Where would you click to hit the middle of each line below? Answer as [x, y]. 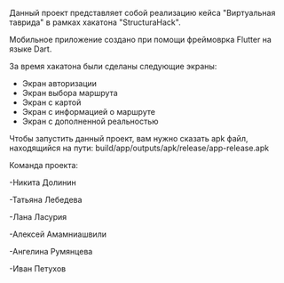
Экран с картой [51, 102]
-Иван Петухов [38, 269]
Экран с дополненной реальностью [90, 121]
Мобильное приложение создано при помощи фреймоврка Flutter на [141, 40]
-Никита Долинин [43, 182]
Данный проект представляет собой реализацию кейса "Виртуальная [142, 13]
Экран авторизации [59, 83]
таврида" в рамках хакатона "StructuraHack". [95, 22]
